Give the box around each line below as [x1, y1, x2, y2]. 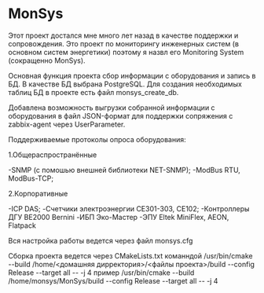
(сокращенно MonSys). [8, 56, 86, 65]
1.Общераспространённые [8, 150, 97, 159]
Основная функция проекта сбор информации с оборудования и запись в [8, 71, 256, 80]
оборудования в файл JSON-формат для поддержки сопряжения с [8, 111, 233, 120]
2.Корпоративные [8, 189, 68, 198]
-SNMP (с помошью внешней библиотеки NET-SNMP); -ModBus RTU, [8, 165, 241, 174]
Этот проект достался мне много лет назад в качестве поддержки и [8, 31, 239, 40]
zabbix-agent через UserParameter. [8, 119, 126, 129]
